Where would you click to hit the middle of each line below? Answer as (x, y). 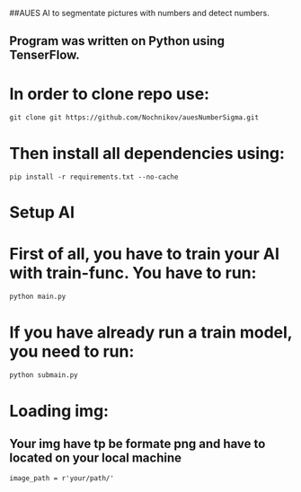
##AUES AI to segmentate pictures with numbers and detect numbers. (139, 13)
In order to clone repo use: (109, 94)
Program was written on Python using (117, 41)
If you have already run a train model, (151, 332)
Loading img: (59, 411)
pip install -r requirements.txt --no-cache (94, 177)
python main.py (38, 297)
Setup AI (42, 212)
